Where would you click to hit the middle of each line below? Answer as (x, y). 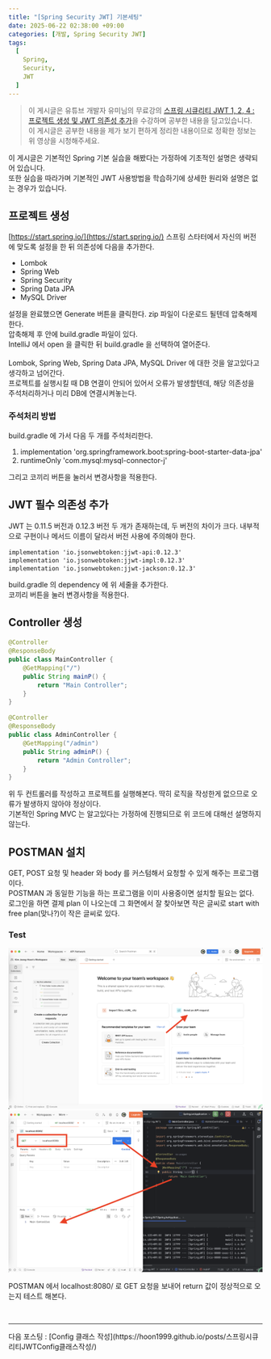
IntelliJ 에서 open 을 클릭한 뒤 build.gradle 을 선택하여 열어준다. (109, 344)
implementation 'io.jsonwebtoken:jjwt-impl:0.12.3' (97, 560)
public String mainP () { (65, 676)
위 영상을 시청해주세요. (64, 141)
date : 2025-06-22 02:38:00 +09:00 (67, 25)
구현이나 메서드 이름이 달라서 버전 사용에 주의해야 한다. (109, 536)
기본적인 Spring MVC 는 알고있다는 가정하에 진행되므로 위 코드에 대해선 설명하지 (135, 814)
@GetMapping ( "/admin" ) (61, 743)
